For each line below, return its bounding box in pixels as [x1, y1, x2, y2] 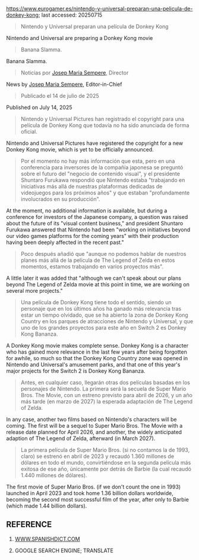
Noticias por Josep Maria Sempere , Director [20, 69, 129, 76]
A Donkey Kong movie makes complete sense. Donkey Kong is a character [6, 342, 189, 349]
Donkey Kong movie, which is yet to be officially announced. [6, 146, 154, 153]
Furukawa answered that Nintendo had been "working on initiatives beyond [6, 226, 191, 233]
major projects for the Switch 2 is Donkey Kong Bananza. [6, 367, 146, 375]
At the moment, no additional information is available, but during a [6, 207, 168, 214]
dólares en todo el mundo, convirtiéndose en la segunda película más [20, 459, 191, 466]
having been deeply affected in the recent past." [6, 239, 125, 246]
